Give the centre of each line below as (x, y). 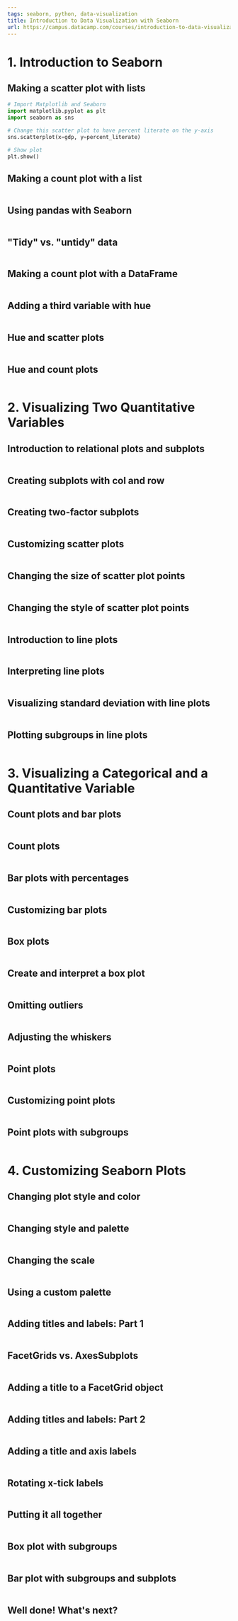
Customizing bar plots (57, 910)
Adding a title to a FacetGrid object (86, 1387)
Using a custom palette (59, 1292)
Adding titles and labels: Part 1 (75, 1324)
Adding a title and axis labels (72, 1451)
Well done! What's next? (63, 1610)
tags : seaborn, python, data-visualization (73, 14)
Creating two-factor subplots (73, 512)
